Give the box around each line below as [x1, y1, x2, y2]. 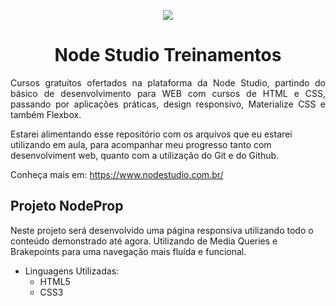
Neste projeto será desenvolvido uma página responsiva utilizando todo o [10, 224, 314, 236]
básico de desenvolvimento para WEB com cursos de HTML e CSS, [10, 87, 326, 99]
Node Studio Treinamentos [54, 44, 282, 67]
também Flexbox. [10, 108, 82, 120]
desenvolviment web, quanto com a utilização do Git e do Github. [10, 149, 280, 161]
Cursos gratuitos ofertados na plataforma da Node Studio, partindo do [10, 76, 326, 89]
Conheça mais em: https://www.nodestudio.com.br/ [10, 168, 224, 180]
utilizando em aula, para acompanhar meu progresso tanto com [10, 138, 272, 150]
